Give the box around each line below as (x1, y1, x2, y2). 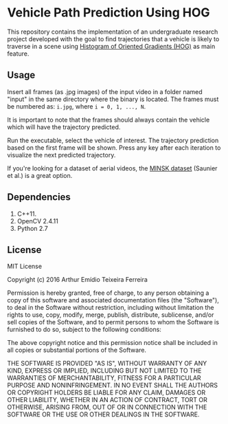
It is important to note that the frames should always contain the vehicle (7, 115, 210, 124)
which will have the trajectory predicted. (7, 122, 121, 131)
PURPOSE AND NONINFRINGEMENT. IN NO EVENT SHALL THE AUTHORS (7, 381, 218, 390)
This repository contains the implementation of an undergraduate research (7, 27, 218, 36)
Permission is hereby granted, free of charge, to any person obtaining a (7, 289, 209, 297)
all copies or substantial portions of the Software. (7, 346, 146, 355)
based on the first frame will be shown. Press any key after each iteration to (7, 143, 221, 152)
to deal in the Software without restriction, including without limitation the (7, 304, 214, 312)
